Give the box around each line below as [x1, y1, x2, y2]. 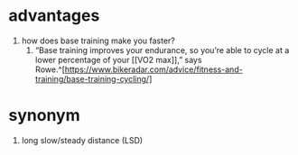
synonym [8, 105, 80, 126]
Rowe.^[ [34, 64, 65, 75]
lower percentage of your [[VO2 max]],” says [34, 54, 202, 65]
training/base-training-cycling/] [34, 73, 153, 84]
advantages [8, 5, 100, 26]
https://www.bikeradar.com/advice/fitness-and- [64, 64, 243, 75]
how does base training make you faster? [21, 35, 175, 46]
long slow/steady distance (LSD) [21, 134, 144, 145]
